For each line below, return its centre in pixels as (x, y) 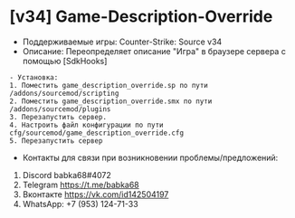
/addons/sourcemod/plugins (60, 109)
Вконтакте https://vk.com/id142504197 (95, 194)
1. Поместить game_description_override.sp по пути (109, 85)
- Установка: (34, 77)
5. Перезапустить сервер (56, 141)
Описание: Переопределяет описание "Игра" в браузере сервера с (154, 51)
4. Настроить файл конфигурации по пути (87, 125)
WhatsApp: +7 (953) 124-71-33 (80, 204)
